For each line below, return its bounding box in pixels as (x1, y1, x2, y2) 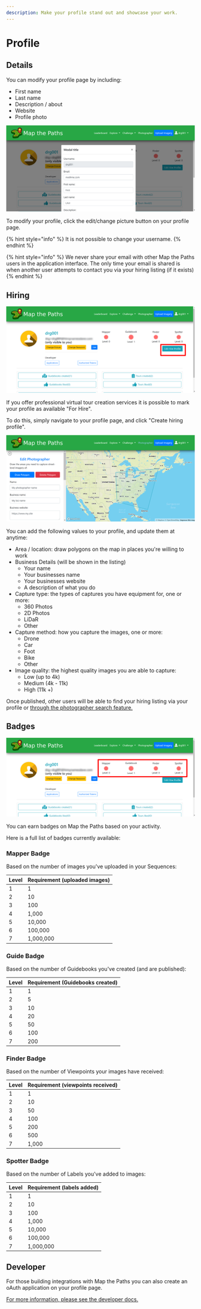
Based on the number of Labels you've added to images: (6, 1170, 146, 1177)
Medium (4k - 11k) (23, 679, 69, 687)
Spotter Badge (6, 1157, 49, 1165)
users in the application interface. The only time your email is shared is (6, 260, 181, 267)
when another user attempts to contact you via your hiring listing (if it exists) (6, 266, 194, 273)
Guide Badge (6, 952, 45, 960)
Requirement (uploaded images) (28, 876, 110, 883)
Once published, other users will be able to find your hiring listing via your (6, 697, 188, 705)
